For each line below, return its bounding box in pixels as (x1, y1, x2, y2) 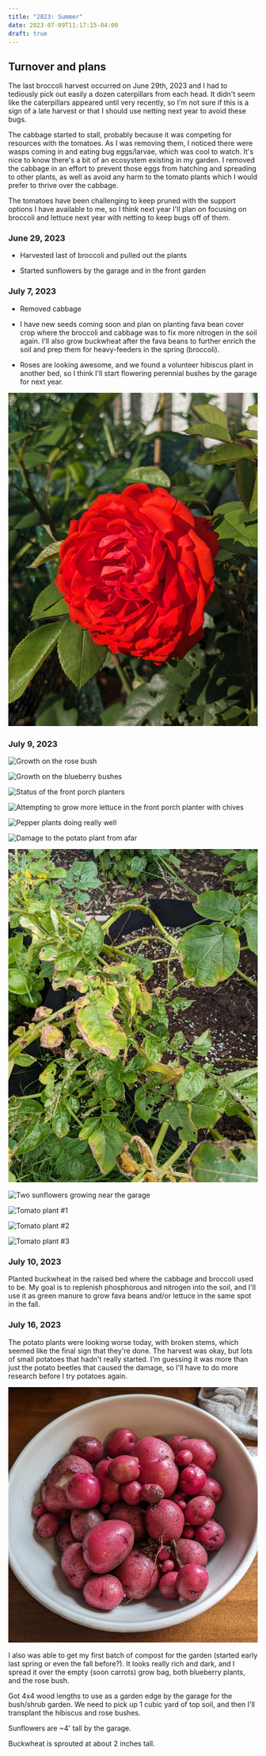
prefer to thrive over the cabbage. (8, 181, 119, 190)
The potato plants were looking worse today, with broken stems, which (8, 1337, 239, 1347)
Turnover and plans (8, 60, 107, 73)
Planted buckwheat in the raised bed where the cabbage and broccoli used (8, 1274, 253, 1284)
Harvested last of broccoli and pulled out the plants (19, 251, 188, 260)
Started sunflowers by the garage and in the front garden (19, 266, 206, 275)
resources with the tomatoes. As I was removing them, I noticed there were (8, 139, 253, 148)
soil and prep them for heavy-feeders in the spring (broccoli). (19, 344, 220, 354)
